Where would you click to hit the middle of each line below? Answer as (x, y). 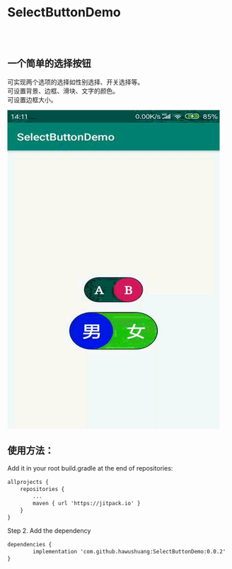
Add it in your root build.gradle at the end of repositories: (90, 468)
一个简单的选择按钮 (49, 63)
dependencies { (30, 544)
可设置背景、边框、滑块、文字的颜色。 (63, 91)
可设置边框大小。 (32, 99)
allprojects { (28, 482)
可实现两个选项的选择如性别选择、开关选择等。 (75, 81)
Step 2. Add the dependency (49, 530)
